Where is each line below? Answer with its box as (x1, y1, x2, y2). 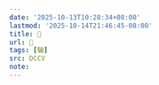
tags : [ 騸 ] (9, 46, 49, 55)
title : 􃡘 (9, 29, 42, 38)
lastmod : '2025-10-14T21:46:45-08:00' (9, 21, 153, 30)
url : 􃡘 (9, 37, 34, 47)
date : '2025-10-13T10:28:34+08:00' (9, 12, 141, 22)
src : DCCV (9, 54, 46, 63)
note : (9, 63, 29, 72)
